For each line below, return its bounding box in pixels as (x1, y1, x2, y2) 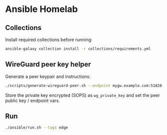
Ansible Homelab (5, 3, 78, 15)
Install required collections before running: (5, 36, 92, 42)
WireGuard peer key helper (5, 60, 91, 68)
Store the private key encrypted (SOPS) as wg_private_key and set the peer (5, 92, 160, 98)
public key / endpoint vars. (5, 97, 60, 103)
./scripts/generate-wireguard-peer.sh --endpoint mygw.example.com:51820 (5, 83, 162, 88)
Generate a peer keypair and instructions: (5, 73, 91, 79)
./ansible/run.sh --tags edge (5, 125, 68, 130)
